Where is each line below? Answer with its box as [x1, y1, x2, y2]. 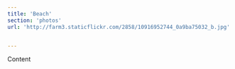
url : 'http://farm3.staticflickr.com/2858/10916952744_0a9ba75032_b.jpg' [7, 23, 231, 30]
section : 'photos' [7, 17, 62, 24]
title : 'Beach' [7, 10, 53, 18]
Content [7, 55, 31, 63]
